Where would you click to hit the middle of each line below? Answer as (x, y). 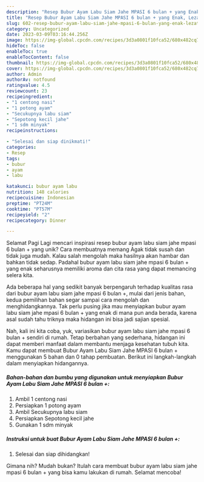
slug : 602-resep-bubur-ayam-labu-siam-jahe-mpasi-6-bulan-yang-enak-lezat (103, 23)
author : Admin (24, 74)
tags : (13, 159)
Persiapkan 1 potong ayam (48, 405)
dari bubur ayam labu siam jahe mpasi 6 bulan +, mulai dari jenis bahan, (96, 294)
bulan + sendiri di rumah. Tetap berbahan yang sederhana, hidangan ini (96, 337)
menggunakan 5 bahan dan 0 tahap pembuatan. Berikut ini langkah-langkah (101, 357)
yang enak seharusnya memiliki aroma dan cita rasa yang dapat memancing (101, 269)
